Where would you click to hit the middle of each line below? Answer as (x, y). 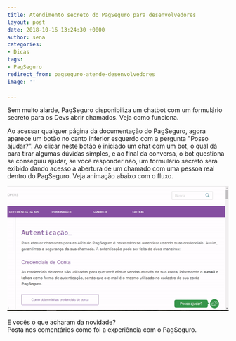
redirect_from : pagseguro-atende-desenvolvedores (81, 74)
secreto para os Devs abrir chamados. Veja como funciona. (93, 118)
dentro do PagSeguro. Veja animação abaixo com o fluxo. (90, 176)
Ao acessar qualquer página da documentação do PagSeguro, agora (106, 131)
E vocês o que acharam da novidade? (61, 322)
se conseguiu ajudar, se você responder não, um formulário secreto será (112, 161)
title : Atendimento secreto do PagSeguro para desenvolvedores (102, 15)
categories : (25, 45)
